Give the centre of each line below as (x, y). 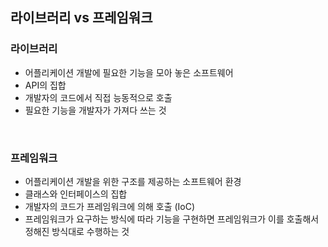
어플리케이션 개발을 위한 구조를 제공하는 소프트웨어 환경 (133, 181)
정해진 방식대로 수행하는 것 (77, 231)
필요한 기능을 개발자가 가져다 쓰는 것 (95, 110)
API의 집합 (45, 85)
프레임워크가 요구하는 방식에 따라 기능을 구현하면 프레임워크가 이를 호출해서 (172, 219)
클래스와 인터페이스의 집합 (76, 194)
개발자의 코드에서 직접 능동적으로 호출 (98, 97)
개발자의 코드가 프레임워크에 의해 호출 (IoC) (110, 206)
